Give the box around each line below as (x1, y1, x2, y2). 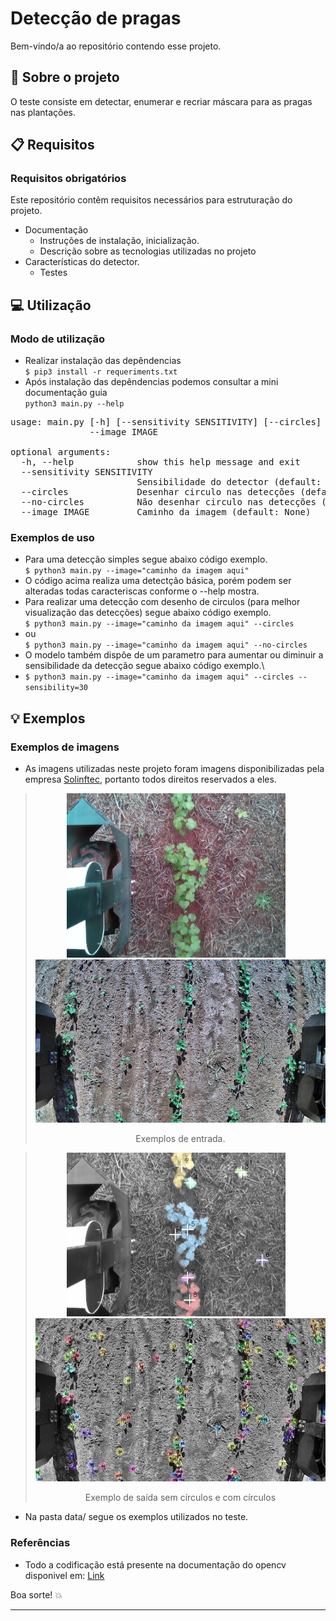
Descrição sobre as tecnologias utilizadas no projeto (39, 245, 257, 257)
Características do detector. (24, 256, 140, 268)
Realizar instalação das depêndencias (24, 355, 182, 367)
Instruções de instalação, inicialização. (39, 235, 200, 247)
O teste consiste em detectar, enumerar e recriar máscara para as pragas (10, 95, 313, 107)
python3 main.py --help (24, 399, 125, 409)
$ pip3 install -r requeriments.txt (24, 367, 178, 377)
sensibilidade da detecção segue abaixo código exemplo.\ (24, 660, 265, 672)
